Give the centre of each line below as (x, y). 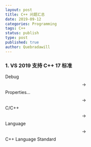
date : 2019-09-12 (23, 19)
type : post (16, 38)
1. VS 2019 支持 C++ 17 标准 (39, 65)
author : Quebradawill (28, 47)
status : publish (22, 33)
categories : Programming (31, 24)
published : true (22, 42)
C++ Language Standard (30, 139)
